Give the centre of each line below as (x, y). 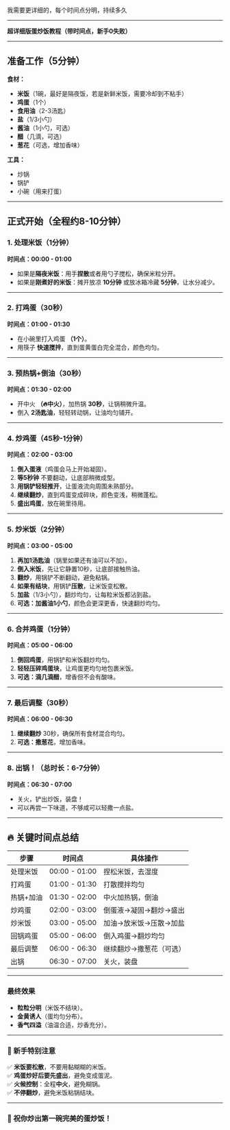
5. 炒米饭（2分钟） (38, 529)
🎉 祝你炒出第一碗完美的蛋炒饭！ (59, 1118)
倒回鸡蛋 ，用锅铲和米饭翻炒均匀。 (65, 660)
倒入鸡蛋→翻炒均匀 (134, 936)
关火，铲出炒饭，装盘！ (50, 799)
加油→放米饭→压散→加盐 (144, 923)
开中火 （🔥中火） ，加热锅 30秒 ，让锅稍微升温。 (84, 404)
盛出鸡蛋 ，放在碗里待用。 (53, 503)
